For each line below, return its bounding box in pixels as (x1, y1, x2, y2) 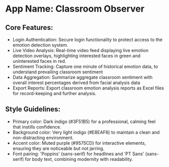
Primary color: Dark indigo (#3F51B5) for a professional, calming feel (12, 118, 156, 124)
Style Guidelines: (5, 105, 61, 114)
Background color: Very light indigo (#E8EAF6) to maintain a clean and (12, 129, 160, 135)
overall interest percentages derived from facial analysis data (12, 79, 141, 86)
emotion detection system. (12, 42, 68, 48)
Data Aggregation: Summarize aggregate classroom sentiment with (12, 74, 153, 80)
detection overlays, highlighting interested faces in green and (12, 53, 141, 59)
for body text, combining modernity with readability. (25, 156, 133, 162)
